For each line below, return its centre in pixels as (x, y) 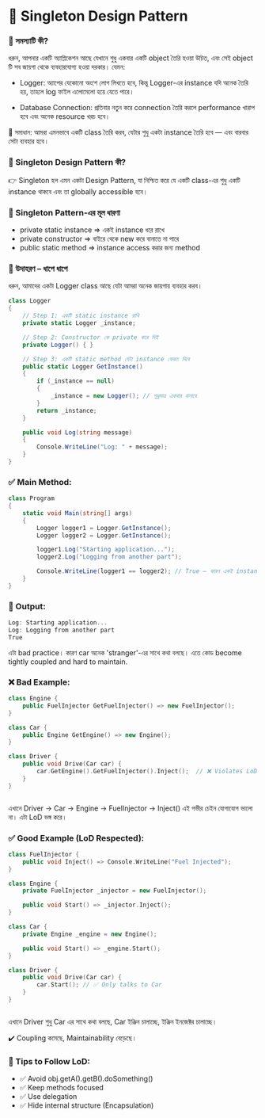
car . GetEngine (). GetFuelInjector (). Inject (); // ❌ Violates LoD (147, 772)
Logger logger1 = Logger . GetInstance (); (104, 528)
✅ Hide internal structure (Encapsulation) (87, 1105)
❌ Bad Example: (39, 682)
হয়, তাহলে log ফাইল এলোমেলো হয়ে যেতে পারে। (77, 92)
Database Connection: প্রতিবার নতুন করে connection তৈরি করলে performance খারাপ (137, 108)
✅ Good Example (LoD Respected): (76, 838)
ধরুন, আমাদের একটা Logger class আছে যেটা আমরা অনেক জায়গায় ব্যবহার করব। (106, 286)
